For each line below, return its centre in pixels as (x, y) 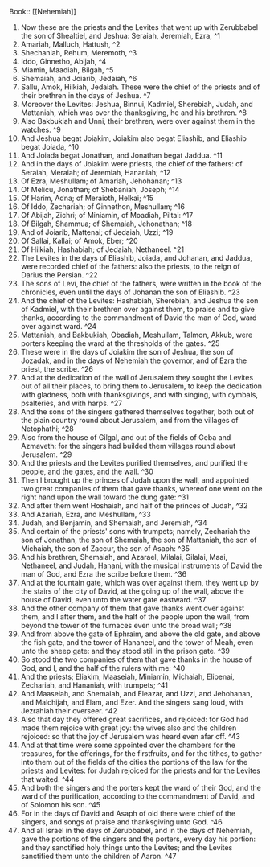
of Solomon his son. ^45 (61, 805)
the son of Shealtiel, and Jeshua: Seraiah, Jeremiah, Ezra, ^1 (120, 36)
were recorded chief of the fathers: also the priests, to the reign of (130, 266)
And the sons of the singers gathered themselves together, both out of (137, 412)
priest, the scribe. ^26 (57, 369)
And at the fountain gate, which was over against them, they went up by (140, 583)
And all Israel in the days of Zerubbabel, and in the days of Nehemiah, (136, 830)
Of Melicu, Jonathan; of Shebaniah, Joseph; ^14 (100, 189)
